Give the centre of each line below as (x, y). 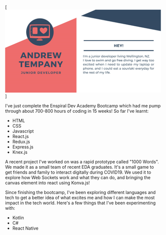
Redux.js (21, 142)
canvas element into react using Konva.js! (47, 183)
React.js (21, 137)
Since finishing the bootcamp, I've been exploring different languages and (81, 192)
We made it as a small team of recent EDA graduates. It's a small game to (80, 167)
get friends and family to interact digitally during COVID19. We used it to (78, 172)
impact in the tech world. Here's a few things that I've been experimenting (81, 203)
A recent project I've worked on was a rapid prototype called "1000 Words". (82, 162)
